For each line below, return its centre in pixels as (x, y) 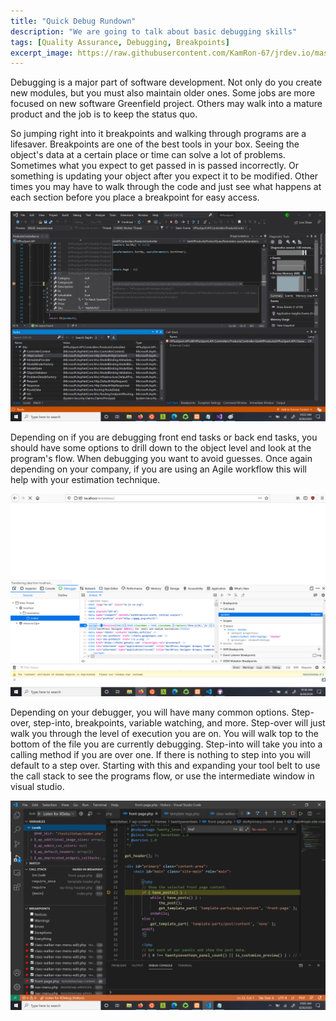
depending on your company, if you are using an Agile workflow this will (158, 469)
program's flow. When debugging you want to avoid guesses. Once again (161, 458)
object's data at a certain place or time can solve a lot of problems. (148, 155)
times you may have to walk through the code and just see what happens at (166, 187)
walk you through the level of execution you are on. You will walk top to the (164, 733)
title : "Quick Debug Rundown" (73, 21)
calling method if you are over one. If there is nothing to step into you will (160, 754)
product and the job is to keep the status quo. (104, 114)
